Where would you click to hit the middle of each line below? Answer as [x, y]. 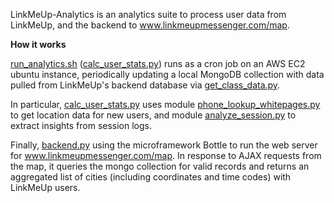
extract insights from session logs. [81, 125]
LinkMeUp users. [45, 187]
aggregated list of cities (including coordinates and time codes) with [151, 177]
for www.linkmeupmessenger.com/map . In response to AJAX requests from [166, 155]
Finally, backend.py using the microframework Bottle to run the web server [164, 145]
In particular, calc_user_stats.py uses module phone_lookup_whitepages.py [165, 104]
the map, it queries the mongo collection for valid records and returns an [160, 166]
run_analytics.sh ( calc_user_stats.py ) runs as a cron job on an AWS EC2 [158, 63]
